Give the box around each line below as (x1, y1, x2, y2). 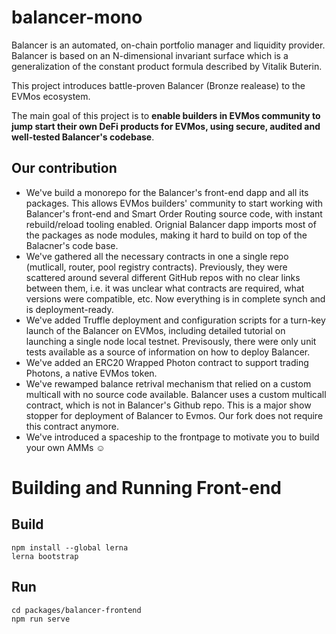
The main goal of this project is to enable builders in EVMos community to (11, 109, 321, 121)
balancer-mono (11, 6, 143, 29)
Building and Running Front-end (11, 476, 282, 499)
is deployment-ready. (25, 303, 114, 315)
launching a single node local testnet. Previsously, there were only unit (25, 335, 317, 347)
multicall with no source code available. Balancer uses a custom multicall (25, 388, 327, 400)
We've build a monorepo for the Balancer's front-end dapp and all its (25, 186, 309, 198)
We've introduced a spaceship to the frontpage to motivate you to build (25, 431, 320, 443)
